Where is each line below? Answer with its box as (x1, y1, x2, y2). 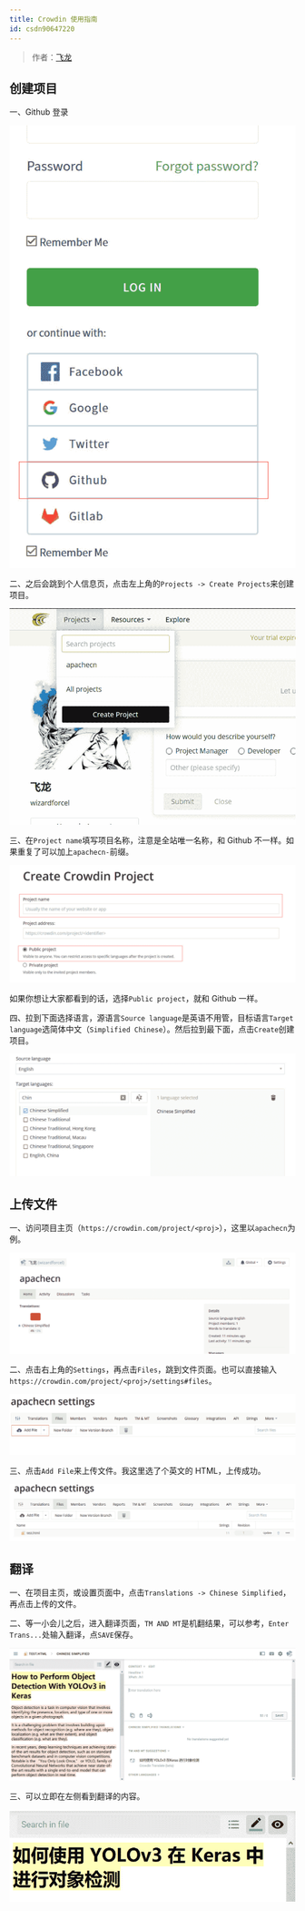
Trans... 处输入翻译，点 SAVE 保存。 (9, 1630, 138, 1641)
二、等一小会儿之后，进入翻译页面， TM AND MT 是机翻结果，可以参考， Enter (9, 1618, 290, 1629)
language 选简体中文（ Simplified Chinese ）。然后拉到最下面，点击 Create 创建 (9, 1024, 295, 1035)
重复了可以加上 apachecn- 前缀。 (16, 846, 134, 857)
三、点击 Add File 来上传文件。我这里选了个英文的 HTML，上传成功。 (9, 1465, 266, 1476)
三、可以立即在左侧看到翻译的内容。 (9, 1791, 145, 1802)
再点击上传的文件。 (9, 1599, 82, 1610)
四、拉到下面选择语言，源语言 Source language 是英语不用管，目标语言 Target (9, 1012, 294, 1023)
